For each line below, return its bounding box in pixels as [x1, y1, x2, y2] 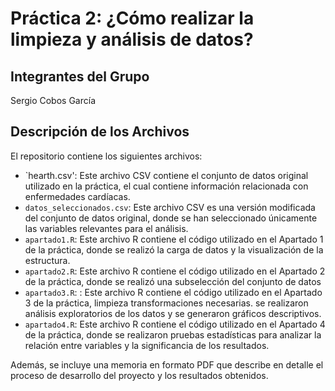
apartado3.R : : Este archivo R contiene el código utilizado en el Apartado [24, 286, 323, 298]
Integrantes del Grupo [10, 68, 150, 85]
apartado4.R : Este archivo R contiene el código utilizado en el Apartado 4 [24, 318, 326, 330]
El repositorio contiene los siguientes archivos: [10, 150, 203, 162]
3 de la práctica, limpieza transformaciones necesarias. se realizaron [24, 297, 309, 309]
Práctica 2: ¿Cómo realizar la [10, 7, 255, 30]
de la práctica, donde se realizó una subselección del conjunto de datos [24, 275, 322, 287]
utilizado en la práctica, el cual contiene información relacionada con [24, 180, 309, 192]
